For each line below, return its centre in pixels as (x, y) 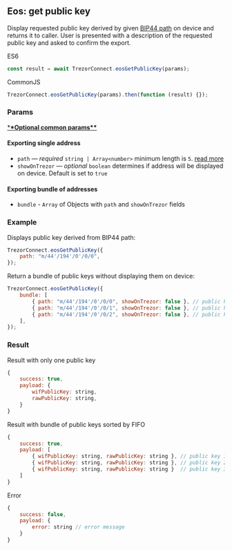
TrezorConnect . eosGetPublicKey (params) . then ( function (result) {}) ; (108, 95)
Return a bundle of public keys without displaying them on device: (101, 276)
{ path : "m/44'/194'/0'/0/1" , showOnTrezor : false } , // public (126, 308)
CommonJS (24, 82)
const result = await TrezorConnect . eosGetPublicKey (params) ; (98, 68)
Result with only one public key (51, 360)
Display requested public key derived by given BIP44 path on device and (110, 28)
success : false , (43, 514)
